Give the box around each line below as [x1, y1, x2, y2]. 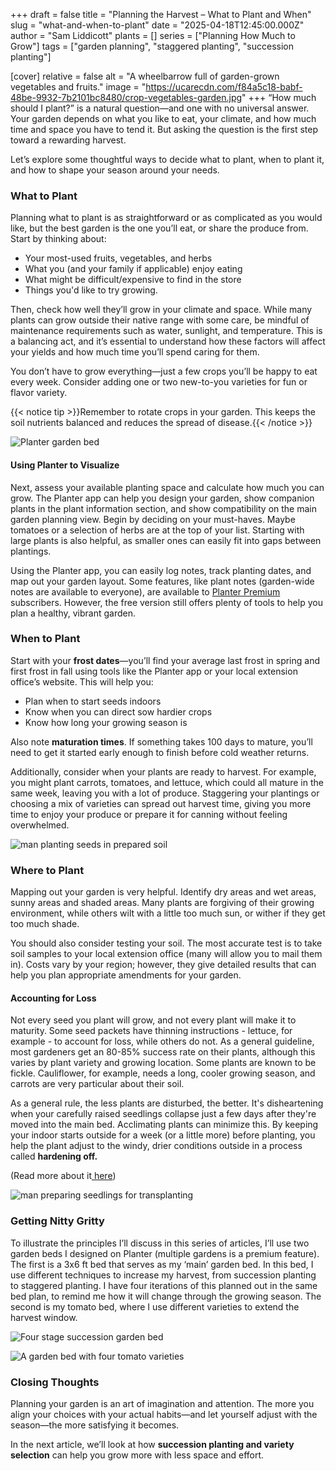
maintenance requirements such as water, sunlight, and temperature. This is [10, 325, 323, 337]
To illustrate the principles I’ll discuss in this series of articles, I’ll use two [10, 1237, 310, 1249]
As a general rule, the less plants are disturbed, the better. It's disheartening [10, 1097, 324, 1109]
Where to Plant [10, 863, 85, 877]
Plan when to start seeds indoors [24, 695, 162, 707]
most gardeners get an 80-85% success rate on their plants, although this [10, 1046, 316, 1058]
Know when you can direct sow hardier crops [24, 705, 213, 718]
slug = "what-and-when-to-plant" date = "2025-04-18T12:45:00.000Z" [10, 19, 305, 31]
